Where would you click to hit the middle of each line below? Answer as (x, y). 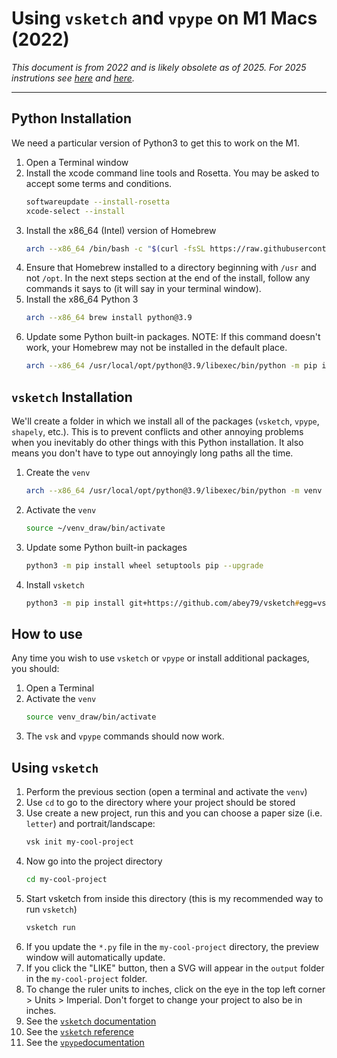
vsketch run (50, 927)
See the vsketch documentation (91, 1021)
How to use (47, 633)
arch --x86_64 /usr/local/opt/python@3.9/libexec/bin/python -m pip (171, 366)
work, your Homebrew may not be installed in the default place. (156, 348)
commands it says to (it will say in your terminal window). (143, 289)
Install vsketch (55, 584)
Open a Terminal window (77, 162)
